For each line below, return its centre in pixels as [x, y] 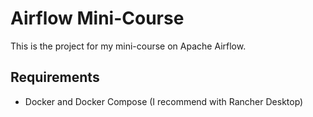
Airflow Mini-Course [97, 18]
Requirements [55, 77]
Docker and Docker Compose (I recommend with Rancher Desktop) [164, 101]
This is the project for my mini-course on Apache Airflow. [128, 46]
